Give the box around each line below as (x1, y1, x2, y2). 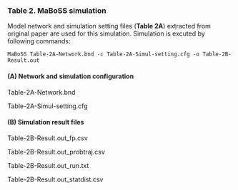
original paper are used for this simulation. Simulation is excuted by (7, 29, 205, 38)
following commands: (7, 37, 71, 46)
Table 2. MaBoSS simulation (7, 6, 106, 16)
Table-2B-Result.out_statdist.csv (7, 175, 104, 184)
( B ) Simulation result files (7, 118, 84, 127)
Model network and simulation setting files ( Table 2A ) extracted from (7, 22, 211, 31)
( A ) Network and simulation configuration (7, 72, 134, 80)
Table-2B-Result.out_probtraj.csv (7, 147, 106, 156)
